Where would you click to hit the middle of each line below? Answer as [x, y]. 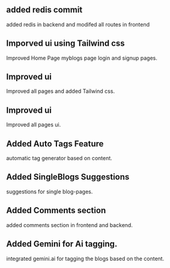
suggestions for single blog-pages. [50, 192]
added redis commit [44, 10]
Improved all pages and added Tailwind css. [61, 91]
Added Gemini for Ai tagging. [62, 244]
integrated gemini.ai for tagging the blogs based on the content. [85, 258]
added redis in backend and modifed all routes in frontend [78, 24]
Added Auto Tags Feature [55, 144]
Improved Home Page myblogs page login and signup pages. [82, 58]
